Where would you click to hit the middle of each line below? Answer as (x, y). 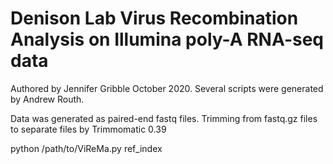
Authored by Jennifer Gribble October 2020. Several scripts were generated (167, 88)
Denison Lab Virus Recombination (154, 18)
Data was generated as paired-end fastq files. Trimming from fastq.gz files (164, 118)
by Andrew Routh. (47, 99)
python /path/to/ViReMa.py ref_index (86, 148)
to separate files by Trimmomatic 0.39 (88, 129)
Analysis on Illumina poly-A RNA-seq (167, 39)
